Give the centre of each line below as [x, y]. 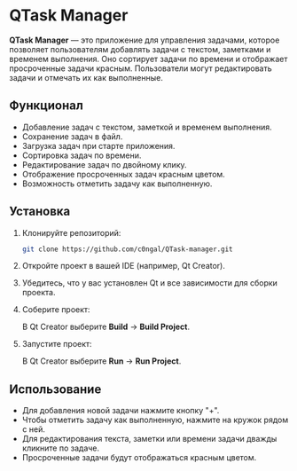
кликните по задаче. [61, 448]
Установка [40, 212]
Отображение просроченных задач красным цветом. [124, 174]
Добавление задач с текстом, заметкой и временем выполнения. [147, 127]
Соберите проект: [56, 310]
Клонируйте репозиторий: [71, 232]
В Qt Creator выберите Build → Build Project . [106, 327]
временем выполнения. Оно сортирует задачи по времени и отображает [148, 59]
